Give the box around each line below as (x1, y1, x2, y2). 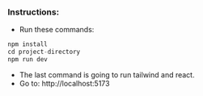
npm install (7, 40, 48, 48)
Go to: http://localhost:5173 (19, 78, 110, 88)
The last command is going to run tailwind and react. (19, 69, 195, 79)
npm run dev (7, 56, 48, 64)
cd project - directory (7, 48, 81, 56)
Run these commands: (19, 25, 95, 35)
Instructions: (7, 6, 60, 18)
